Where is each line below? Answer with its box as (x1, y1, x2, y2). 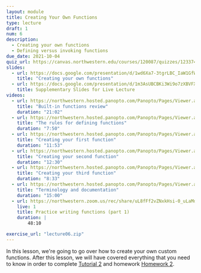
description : (6, 37, 39, 43)
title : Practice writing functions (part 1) (17, 209, 130, 216)
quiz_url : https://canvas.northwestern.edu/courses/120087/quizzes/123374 (6, 59, 197, 65)
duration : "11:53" (17, 142, 63, 148)
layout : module (6, 8, 44, 15)
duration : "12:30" (17, 159, 63, 165)
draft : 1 (6, 25, 28, 32)
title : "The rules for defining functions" (17, 120, 127, 126)
